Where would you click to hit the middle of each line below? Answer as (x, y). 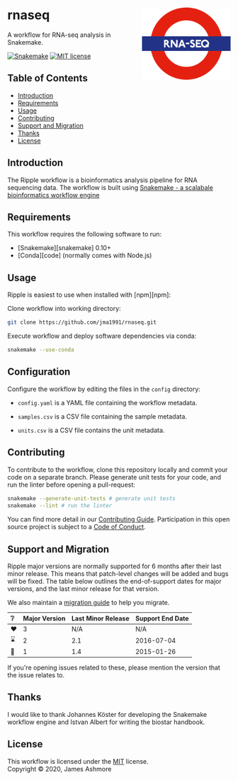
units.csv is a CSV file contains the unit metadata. (91, 430)
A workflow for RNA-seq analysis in (59, 35)
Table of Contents (48, 78)
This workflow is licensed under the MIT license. (78, 761)
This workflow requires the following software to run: (84, 234)
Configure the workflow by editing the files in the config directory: (104, 389)
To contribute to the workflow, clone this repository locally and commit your (118, 469)
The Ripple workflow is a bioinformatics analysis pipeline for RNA (102, 180)
